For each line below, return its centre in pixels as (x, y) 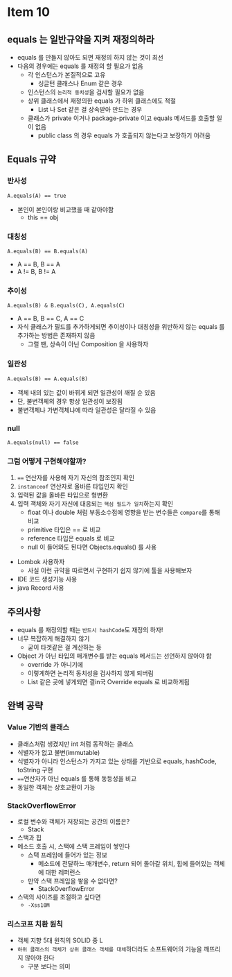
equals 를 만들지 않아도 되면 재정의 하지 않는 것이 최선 (90, 57)
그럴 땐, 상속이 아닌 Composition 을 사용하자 (88, 344)
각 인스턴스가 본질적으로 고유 (66, 75)
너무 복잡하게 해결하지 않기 (53, 638)
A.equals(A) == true (37, 196)
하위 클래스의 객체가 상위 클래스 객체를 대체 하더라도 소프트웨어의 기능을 (109, 949)
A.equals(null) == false (43, 442)
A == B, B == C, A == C (51, 318)
